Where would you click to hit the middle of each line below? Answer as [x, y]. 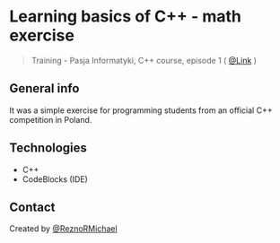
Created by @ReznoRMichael [64, 229]
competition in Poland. [51, 119]
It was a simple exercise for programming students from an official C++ [141, 110]
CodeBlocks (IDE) [55, 179]
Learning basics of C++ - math [126, 17]
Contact [32, 207]
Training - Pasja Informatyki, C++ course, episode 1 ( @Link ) [144, 60]
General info [44, 88]
